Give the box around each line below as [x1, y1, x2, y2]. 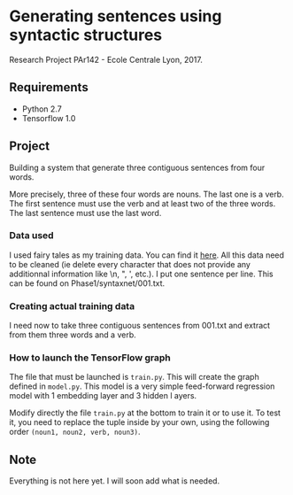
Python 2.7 [21, 104, 62, 114]
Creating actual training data [9, 299, 135, 312]
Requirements [9, 80, 89, 95]
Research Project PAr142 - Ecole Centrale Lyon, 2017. [9, 54, 204, 65]
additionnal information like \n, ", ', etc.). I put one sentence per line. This [9, 268, 274, 279]
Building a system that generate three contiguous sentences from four [9, 162, 266, 173]
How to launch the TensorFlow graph [9, 352, 171, 364]
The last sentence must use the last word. [9, 207, 162, 218]
